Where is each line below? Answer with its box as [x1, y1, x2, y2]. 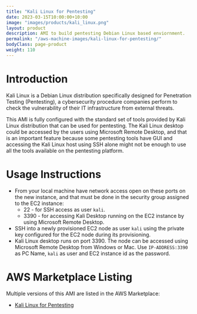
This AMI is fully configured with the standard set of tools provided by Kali [6, 115, 186, 123]
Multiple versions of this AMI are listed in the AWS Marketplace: [6, 290, 160, 297]
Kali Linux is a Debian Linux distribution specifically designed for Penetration [6, 92, 192, 99]
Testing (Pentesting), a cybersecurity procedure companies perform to [6, 98, 178, 105]
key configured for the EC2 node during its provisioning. [14, 231, 151, 238]
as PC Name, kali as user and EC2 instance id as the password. [14, 250, 171, 257]
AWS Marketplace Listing [6, 270, 132, 283]
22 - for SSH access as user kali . [23, 206, 106, 213]
